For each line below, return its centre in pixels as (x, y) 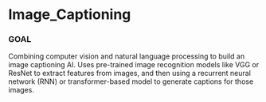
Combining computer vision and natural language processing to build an (127, 56)
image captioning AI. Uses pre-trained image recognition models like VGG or (134, 65)
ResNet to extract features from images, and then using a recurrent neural (129, 74)
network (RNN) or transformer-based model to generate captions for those (131, 81)
